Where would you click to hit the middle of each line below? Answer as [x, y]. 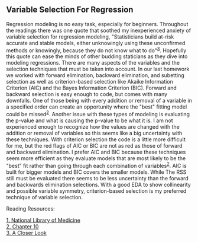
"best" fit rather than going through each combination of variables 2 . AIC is [97, 165]
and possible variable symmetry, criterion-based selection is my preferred [96, 191]
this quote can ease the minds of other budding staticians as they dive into [97, 56]
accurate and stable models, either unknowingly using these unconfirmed [96, 43]
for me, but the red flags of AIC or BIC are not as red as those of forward [94, 146]
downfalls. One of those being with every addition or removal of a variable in [99, 101]
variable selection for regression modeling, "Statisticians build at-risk [90, 36]
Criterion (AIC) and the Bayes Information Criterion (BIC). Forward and [92, 88]
